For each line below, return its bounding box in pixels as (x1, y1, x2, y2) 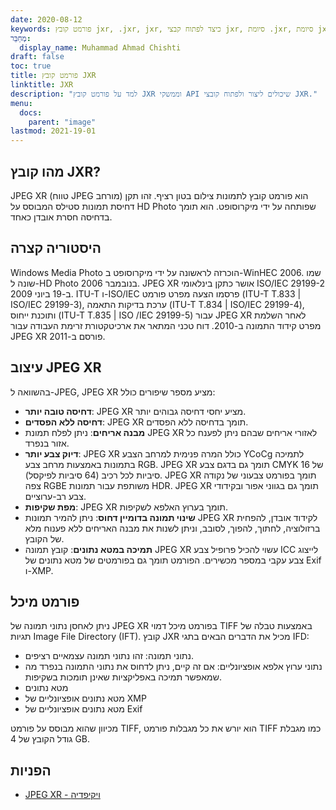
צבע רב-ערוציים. (24, 490, 87, 502)
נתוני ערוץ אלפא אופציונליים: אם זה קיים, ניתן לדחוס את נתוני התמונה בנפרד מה (24, 661, 323, 673)
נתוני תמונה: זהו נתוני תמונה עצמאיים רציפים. (24, 650, 194, 662)
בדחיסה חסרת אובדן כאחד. (10, 211, 113, 223)
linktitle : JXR (10, 80, 74, 90)
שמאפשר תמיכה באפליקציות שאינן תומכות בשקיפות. (24, 671, 222, 683)
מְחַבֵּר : (10, 33, 32, 43)
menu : (10, 98, 33, 108)
